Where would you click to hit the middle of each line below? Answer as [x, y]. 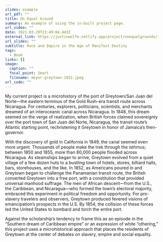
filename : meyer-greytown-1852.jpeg [46, 78]
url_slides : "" [20, 41]
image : [12, 64]
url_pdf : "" [17, 14]
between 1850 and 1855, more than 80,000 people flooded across [71, 152]
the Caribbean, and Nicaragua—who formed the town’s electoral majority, [79, 188]
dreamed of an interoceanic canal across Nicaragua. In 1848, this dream [77, 111]
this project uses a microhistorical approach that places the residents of [77, 229]
